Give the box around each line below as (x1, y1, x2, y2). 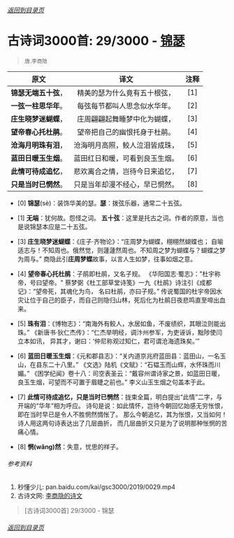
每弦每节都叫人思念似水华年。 (77, 101, 176, 110)
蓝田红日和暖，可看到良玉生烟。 (73, 153, 180, 163)
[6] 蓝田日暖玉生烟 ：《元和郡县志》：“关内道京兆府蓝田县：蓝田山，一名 (17, 351, 220, 360)
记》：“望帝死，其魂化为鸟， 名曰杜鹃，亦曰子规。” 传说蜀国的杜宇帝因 (17, 286, 217, 296)
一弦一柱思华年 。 (10, 101, 68, 110)
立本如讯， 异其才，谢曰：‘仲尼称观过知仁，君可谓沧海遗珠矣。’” (17, 337, 200, 345)
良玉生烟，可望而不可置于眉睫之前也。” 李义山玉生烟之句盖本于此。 (17, 377, 209, 386)
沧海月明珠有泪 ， (10, 140, 68, 150)
